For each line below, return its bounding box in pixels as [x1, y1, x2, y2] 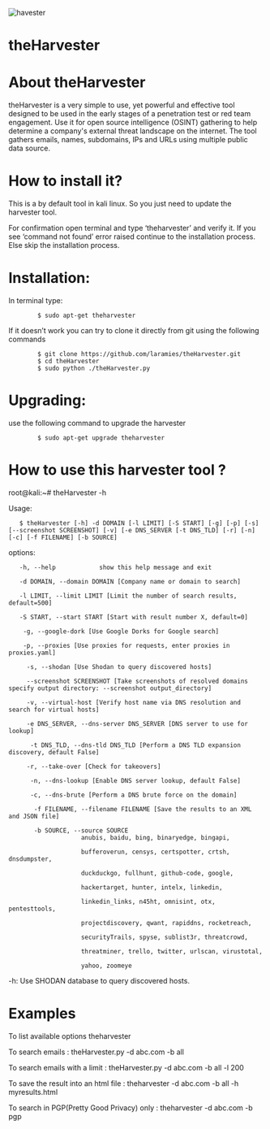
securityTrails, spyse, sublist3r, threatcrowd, [80, 933, 249, 941]
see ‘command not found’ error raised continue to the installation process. [8, 232, 256, 241]
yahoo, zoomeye [80, 962, 132, 970]
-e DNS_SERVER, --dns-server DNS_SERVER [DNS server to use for [26, 719, 249, 727]
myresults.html [8, 1087, 58, 1096]
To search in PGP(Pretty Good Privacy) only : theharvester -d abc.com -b [8, 1102, 253, 1113]
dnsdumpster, [8, 854, 53, 863]
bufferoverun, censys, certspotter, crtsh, [80, 848, 230, 856]
